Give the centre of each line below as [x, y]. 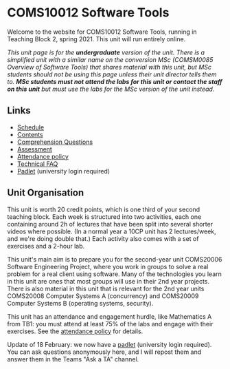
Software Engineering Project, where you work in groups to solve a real [108, 266]
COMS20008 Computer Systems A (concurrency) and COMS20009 [103, 296]
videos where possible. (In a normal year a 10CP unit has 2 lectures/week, [112, 231]
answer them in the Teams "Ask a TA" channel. [73, 359]
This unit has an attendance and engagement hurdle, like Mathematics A [110, 316]
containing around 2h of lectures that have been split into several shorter [110, 224]
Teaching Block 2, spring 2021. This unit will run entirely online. [96, 39]
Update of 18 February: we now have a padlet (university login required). [110, 344]
